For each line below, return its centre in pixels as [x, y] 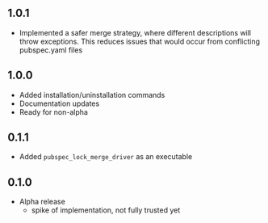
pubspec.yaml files [51, 50]
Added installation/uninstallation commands [92, 95]
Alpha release [42, 202]
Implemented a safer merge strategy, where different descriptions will [135, 32]
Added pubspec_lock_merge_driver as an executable [106, 157]
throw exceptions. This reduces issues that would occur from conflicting [139, 41]
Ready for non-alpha [53, 111]
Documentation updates [59, 103]
